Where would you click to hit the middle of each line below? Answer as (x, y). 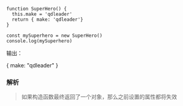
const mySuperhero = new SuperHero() (54, 36)
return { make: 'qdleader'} (48, 20)
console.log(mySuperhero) (39, 41)
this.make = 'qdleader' (42, 14)
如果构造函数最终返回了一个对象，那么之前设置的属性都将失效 (99, 97)
